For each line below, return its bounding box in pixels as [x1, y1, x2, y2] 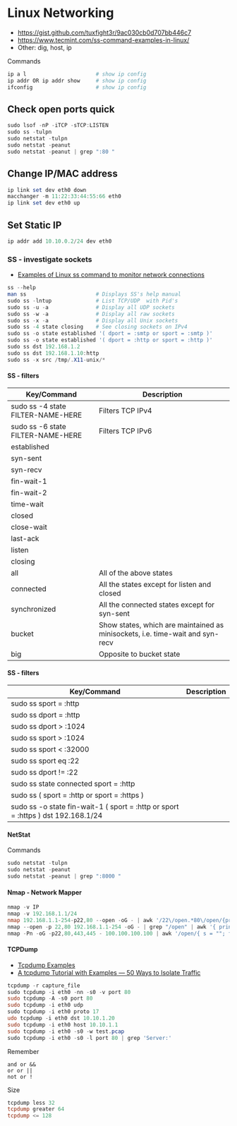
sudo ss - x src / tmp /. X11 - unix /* [7, 356, 106, 363]
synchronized [11, 604, 56, 614]
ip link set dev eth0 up [7, 200, 80, 207]
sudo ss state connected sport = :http [11, 779, 135, 789]
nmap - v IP [7, 904, 39, 911]
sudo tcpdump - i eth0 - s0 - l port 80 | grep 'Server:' [7, 1034, 172, 1041]
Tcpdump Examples [17, 961, 75, 969]
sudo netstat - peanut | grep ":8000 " [7, 873, 121, 880]
